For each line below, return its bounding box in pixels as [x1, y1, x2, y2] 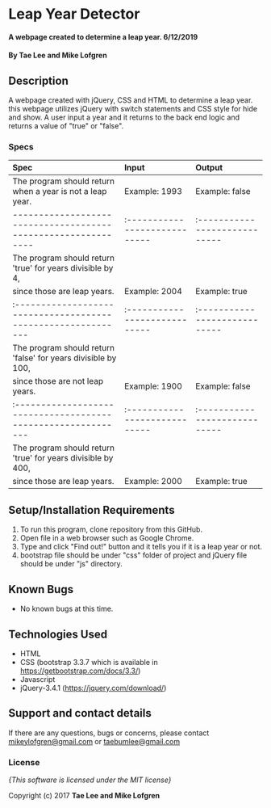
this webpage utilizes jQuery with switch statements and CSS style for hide [8, 104, 258, 114]
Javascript [19, 674, 56, 684]
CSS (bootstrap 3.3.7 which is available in [19, 657, 159, 667]
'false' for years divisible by [12, 352, 117, 364]
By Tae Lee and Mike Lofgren [8, 50, 107, 61]
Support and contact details [8, 706, 152, 720]
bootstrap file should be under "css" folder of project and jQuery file [19, 550, 248, 560]
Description [8, 74, 69, 87]
